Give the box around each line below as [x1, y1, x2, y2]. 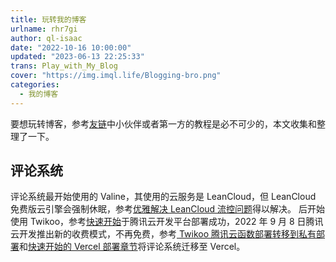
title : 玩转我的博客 [10, 14, 87, 25]
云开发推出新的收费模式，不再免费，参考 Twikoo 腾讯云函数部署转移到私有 [10, 228, 317, 240]
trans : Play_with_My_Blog [10, 61, 118, 71]
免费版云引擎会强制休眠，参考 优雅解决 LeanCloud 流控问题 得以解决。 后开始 [10, 203, 326, 215]
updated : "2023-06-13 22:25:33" [10, 52, 145, 62]
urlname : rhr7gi [10, 24, 78, 34]
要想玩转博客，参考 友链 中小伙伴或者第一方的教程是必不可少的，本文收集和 [10, 117, 317, 130]
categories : [10, 80, 60, 90]
